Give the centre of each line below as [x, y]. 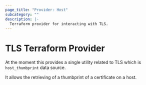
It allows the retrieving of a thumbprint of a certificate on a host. [71, 77]
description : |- [22, 19]
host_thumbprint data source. [35, 67]
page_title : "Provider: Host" [37, 10]
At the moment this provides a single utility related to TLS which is [73, 62]
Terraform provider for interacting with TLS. [59, 24]
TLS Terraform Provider [55, 48]
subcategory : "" [22, 14]
